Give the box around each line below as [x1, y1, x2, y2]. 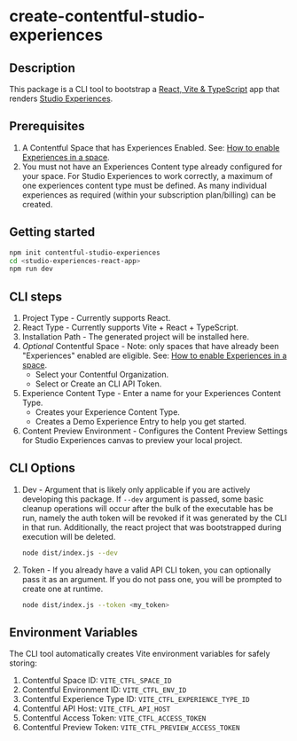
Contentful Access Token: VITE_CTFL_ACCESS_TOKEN [21, 713, 207, 723]
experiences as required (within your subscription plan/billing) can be [21, 189, 277, 200]
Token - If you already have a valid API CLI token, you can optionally [21, 565, 271, 575]
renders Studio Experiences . [9, 93, 113, 104]
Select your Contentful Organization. [35, 370, 169, 380]
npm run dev [9, 264, 53, 274]
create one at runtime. [21, 583, 104, 594]
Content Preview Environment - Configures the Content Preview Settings [21, 425, 288, 436]
